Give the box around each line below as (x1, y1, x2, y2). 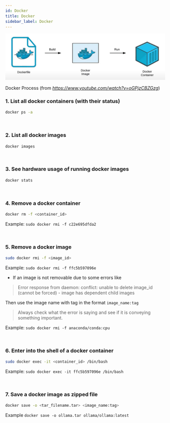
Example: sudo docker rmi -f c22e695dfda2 (5, 221, 96, 227)
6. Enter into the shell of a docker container (5, 347, 114, 354)
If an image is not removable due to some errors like (12, 274, 122, 280)
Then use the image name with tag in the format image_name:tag (5, 299, 139, 305)
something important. (17, 314, 63, 321)
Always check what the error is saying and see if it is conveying (17, 309, 151, 315)
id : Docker (5, 8, 28, 13)
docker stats (5, 178, 33, 183)
